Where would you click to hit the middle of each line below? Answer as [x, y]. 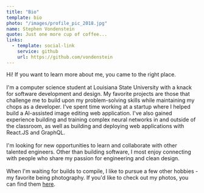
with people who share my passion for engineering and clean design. [93, 158]
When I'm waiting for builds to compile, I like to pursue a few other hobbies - [102, 171]
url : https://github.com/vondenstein [65, 57]
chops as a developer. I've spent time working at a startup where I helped [98, 106]
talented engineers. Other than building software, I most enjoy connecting [99, 152]
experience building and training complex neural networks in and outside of [101, 120]
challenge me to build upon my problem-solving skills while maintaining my [100, 100]
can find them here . [31, 184]
